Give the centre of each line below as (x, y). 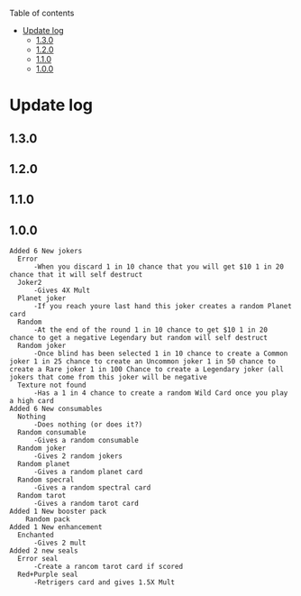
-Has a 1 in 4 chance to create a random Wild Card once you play (160, 393)
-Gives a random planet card (88, 472)
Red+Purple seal (48, 575)
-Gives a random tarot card (86, 504)
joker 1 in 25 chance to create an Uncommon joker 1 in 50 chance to (143, 362)
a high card (32, 401)
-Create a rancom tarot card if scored (108, 567)
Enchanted (36, 536)
